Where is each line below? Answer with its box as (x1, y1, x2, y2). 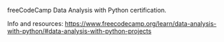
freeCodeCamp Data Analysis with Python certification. (7, 6, 167, 14)
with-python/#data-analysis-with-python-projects (7, 27, 152, 35)
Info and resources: (7, 20, 64, 27)
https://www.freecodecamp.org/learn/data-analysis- (64, 20, 217, 27)
